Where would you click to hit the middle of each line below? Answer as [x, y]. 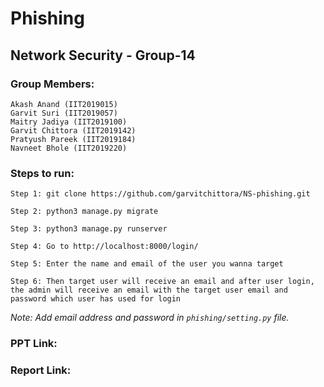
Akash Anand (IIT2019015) [64, 104]
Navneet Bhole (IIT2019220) [69, 148]
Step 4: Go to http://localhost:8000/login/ [104, 247]
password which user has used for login [96, 299]
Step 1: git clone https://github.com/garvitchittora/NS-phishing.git [160, 194]
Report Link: [41, 370]
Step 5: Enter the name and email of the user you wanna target [147, 264]
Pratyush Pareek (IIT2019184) [73, 139]
